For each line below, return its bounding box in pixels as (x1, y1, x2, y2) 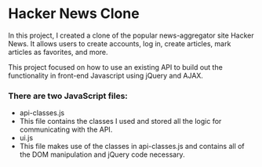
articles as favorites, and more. (8, 47, 108, 56)
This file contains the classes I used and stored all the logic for (19, 117, 222, 126)
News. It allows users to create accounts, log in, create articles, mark (8, 38, 231, 48)
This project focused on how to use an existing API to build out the (8, 62, 224, 71)
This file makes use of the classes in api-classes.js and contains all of (19, 142, 245, 151)
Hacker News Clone (8, 5, 140, 23)
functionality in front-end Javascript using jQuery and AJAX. (8, 71, 204, 80)
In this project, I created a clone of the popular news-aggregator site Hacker (8, 31, 254, 40)
